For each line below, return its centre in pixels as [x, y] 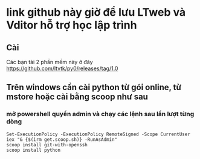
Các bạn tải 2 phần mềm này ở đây [50, 62]
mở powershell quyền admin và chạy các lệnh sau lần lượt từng [100, 114]
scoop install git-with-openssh [47, 144]
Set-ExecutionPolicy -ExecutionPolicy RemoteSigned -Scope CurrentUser [98, 134]
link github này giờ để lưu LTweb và [96, 12]
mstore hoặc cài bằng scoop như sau [77, 97]
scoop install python [34, 150]
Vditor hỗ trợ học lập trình [72, 25]
